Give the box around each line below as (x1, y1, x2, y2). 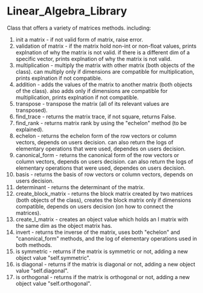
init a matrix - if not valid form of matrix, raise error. (15, 36, 144, 43)
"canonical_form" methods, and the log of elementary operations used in (15, 234, 198, 242)
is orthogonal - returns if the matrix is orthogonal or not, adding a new (15, 273, 190, 280)
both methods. (15, 241, 53, 248)
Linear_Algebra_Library (7, 4, 127, 18)
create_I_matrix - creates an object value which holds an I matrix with (15, 216, 189, 223)
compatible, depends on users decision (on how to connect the (15, 202, 174, 210)
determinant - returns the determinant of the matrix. (15, 183, 145, 191)
